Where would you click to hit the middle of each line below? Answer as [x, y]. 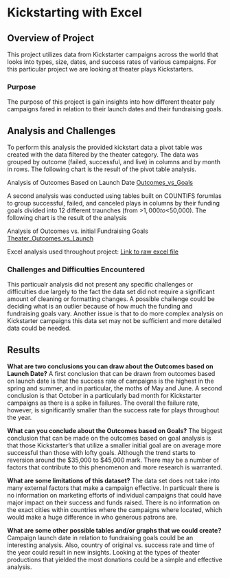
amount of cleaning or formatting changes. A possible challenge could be [111, 299]
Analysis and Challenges [61, 131]
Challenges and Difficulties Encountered [76, 269]
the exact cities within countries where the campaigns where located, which [115, 510]
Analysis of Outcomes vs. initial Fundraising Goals [78, 231]
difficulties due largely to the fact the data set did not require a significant [111, 292]
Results [24, 349]
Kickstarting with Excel [74, 13]
